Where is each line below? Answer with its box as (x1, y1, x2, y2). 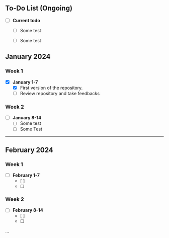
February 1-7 (12, 172, 40, 178)
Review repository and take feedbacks (20, 90, 100, 96)
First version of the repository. (20, 85, 83, 91)
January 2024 (5, 52, 51, 61)
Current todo (12, 17, 40, 23)
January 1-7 (12, 79, 38, 85)
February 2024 (5, 145, 54, 154)
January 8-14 (12, 115, 42, 121)
